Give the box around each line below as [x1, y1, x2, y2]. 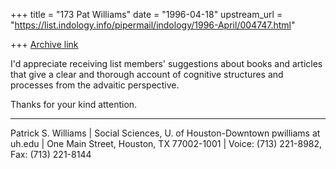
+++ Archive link [10, 39, 79, 50]
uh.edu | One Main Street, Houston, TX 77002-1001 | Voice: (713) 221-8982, [10, 138, 323, 149]
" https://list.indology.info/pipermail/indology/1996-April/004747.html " [10, 19, 296, 31]
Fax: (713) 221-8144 [10, 149, 92, 160]
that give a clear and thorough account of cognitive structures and [10, 69, 284, 80]
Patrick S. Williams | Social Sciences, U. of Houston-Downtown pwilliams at [10, 127, 321, 139]
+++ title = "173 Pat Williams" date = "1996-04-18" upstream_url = [10, 9, 283, 20]
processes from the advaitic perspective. [10, 79, 180, 91]
